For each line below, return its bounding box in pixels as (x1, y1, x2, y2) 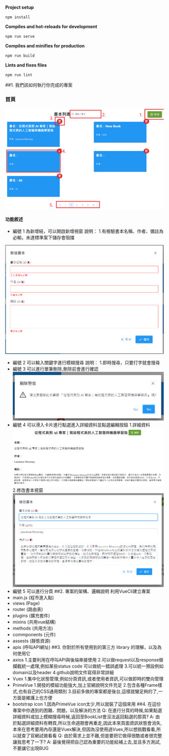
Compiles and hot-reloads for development (5, 24, 98, 29)
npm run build (5, 53, 35, 58)
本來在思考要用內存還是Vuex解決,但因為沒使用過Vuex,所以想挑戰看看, (12, 726, 157, 732)
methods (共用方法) (12, 625, 53, 631)
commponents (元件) (12, 632, 56, 638)
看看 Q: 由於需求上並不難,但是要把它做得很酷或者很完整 (47, 733, 162, 739)
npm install (5, 15, 30, 20)
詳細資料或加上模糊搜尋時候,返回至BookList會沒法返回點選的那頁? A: (12, 714, 154, 720)
